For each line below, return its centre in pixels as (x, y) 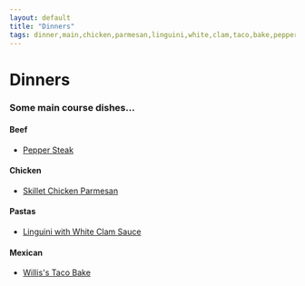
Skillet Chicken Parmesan (70, 191)
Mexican (26, 252)
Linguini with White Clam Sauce (82, 232)
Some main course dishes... (72, 108)
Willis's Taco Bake (56, 272)
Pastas (23, 212)
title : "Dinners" (42, 26)
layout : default (40, 18)
